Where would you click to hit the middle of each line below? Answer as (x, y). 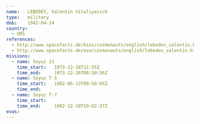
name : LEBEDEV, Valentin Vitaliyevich (57, 12)
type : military (28, 17)
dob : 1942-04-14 (30, 23)
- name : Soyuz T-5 (35, 78)
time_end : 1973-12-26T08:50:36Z (62, 73)
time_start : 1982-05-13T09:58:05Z (62, 84)
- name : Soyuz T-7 (35, 95)
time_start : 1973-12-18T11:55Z (58, 67)
